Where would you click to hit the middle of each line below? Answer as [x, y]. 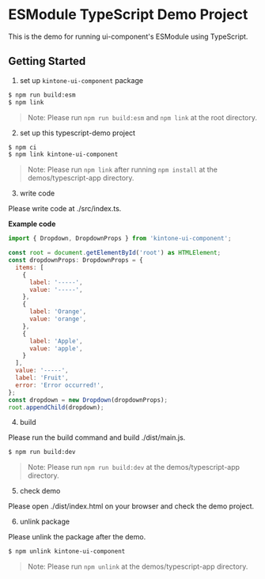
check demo [40, 491]
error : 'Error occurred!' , [60, 385]
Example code [32, 224]
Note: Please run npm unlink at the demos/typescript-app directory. [138, 566]
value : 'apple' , [56, 348]
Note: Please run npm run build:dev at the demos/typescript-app [133, 467]
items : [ [30, 267]
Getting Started [47, 61]
